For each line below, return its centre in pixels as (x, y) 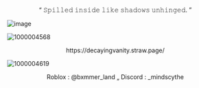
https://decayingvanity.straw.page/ (115, 50)
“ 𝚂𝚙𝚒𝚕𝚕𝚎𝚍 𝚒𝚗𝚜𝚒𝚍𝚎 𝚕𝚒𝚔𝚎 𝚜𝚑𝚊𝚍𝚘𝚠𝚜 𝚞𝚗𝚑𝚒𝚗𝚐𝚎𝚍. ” (115, 10)
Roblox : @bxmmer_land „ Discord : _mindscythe (115, 77)
